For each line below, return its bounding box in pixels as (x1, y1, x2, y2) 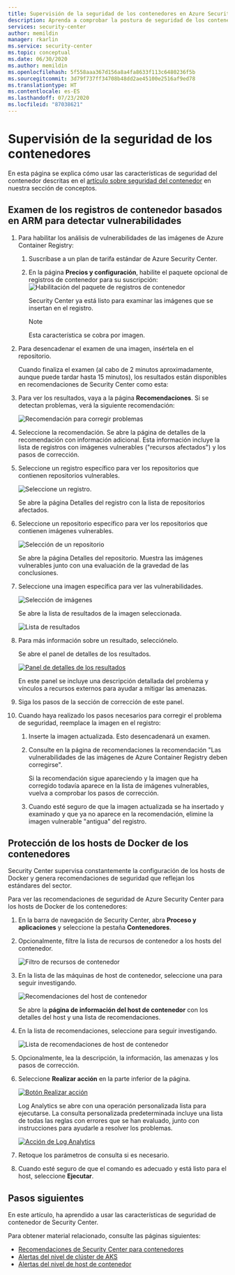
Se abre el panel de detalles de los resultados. (17, 650, 151, 658)
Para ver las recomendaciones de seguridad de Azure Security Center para (8, 895, 225, 904)
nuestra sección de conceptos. (8, 184, 97, 192)
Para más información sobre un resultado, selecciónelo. (17, 636, 179, 644)
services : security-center (8, 23, 86, 30)
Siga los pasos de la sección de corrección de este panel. (17, 697, 184, 706)
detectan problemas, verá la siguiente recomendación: (17, 401, 175, 409)
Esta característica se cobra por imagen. (28, 331, 145, 339)
